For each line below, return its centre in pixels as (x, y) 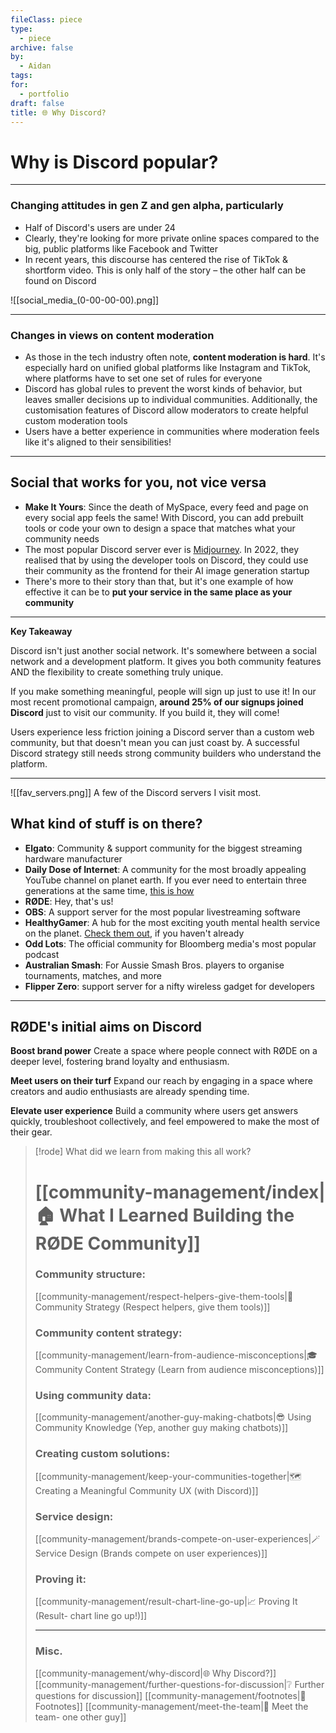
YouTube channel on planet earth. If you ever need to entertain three (165, 880)
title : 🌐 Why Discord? (58, 112)
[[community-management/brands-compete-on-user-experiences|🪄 (177, 1539)
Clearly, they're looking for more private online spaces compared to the (172, 238)
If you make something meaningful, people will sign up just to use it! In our (163, 691)
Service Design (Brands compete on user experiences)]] (151, 1553)
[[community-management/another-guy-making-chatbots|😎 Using (173, 1417)
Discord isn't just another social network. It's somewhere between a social (163, 650)
